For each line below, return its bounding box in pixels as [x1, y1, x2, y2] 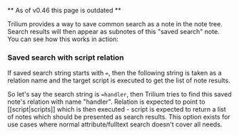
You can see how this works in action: [7, 35, 119, 43]
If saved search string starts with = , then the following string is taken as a [7, 69, 223, 77]
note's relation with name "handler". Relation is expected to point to [7, 97, 205, 106]
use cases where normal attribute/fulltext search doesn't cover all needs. [7, 120, 223, 129]
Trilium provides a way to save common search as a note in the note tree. [7, 20, 223, 28]
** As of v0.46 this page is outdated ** [7, 6, 121, 14]
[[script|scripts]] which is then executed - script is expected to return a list [7, 105, 226, 114]
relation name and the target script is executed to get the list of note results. [7, 76, 230, 85]
